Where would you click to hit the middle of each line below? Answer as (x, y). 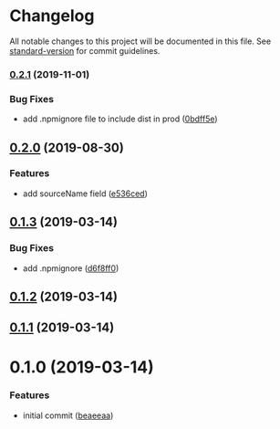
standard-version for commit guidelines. (85, 50)
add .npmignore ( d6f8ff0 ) (71, 268)
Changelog (52, 16)
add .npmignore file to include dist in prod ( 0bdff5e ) (120, 119)
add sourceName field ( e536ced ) (85, 194)
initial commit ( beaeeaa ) (68, 415)
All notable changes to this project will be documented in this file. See (140, 41)
